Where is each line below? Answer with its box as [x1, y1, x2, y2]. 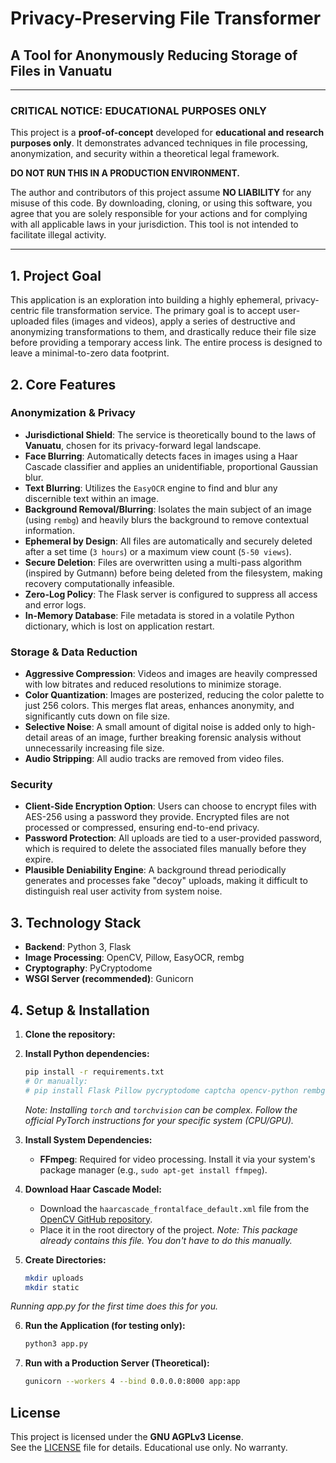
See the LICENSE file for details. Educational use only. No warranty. [10, 1441, 288, 1453]
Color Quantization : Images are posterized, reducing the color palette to [24, 689, 325, 701]
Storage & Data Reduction [10, 645, 138, 659]
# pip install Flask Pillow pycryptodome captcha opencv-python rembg [24, 1085, 326, 1096]
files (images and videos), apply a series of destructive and [51, 315, 296, 327]
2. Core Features [10, 376, 117, 393]
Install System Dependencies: [24, 1133, 153, 1146]
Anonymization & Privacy [10, 406, 136, 420]
